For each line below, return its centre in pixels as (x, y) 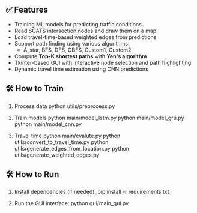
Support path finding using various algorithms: (72, 43)
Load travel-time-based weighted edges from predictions (85, 37)
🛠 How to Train (35, 88)
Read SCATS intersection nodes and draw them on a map (85, 31)
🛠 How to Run (32, 174)
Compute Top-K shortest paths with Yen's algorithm (80, 56)
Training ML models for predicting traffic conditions (78, 24)
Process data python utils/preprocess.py (65, 106)
